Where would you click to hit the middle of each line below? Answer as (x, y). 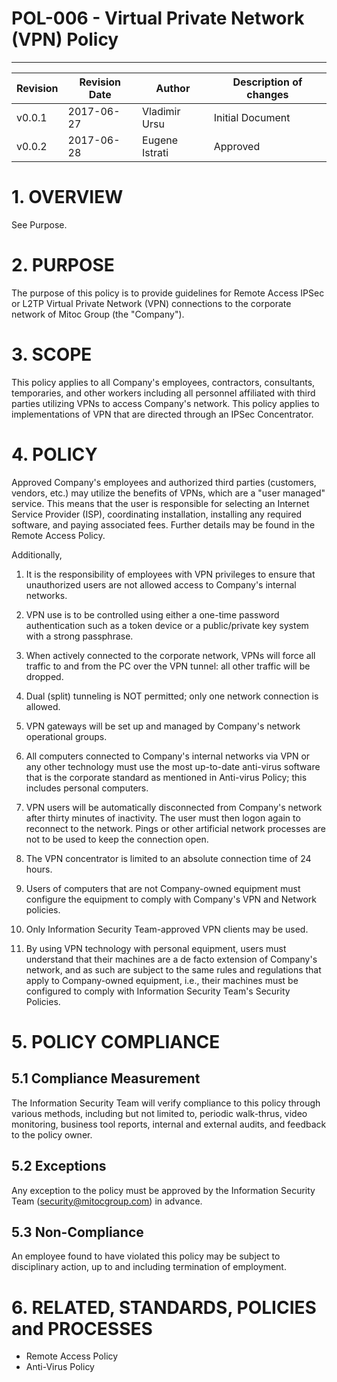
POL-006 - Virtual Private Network (158, 18)
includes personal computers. (87, 788)
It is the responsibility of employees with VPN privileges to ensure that (170, 574)
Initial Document (252, 117)
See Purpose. (39, 224)
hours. (39, 869)
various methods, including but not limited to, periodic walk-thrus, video (159, 1113)
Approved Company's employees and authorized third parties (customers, (164, 482)
